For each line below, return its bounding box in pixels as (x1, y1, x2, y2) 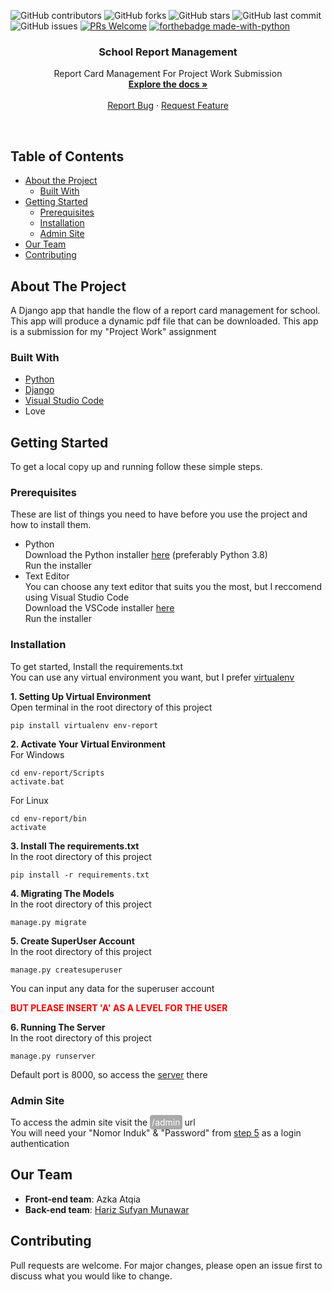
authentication (10, 1137, 70, 1149)
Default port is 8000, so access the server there (10, 1068, 208, 1080)
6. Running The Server (10, 1021, 106, 1033)
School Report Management (98, 45, 238, 59)
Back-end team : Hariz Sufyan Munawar (24, 1203, 190, 1215)
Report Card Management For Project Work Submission (53, 68, 283, 80)
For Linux (10, 794, 49, 806)
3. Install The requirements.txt (10, 840, 140, 852)
